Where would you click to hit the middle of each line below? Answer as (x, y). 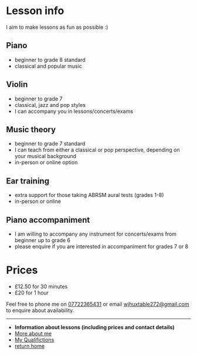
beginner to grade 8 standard (50, 59)
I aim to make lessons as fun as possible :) (57, 27)
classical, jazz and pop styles (50, 105)
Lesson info (35, 11)
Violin (17, 84)
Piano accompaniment (48, 220)
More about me (33, 333)
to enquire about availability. (40, 310)
